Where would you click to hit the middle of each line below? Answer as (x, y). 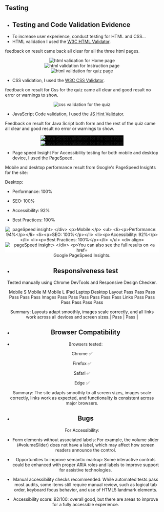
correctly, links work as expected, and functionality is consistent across (82, 398)
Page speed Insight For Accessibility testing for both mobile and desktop (85, 153)
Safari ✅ (82, 373)
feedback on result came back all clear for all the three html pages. (72, 51)
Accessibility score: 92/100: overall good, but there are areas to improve (86, 499)
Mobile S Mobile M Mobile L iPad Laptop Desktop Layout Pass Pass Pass (82, 292)
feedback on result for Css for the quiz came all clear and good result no (78, 90)
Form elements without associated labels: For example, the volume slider (86, 440)
